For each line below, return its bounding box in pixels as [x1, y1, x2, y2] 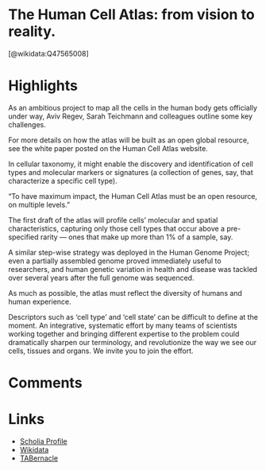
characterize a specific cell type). [8, 176, 118, 185]
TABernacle [19, 453, 58, 463]
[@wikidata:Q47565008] [8, 49, 89, 58]
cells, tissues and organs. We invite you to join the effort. [8, 346, 194, 355]
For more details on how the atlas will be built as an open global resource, [8, 135, 249, 145]
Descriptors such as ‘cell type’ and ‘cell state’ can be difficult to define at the [8, 312, 258, 321]
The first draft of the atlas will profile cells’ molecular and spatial [8, 215, 218, 224]
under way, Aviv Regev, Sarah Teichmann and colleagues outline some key [8, 111, 253, 121]
